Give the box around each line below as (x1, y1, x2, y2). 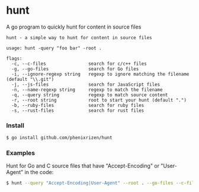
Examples (6, 149, 36, 158)
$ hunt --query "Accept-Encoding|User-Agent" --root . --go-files (6, 180, 174, 186)
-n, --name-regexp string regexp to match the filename (11, 87, 163, 93)
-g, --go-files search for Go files (11, 66, 139, 72)
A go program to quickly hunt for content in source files (6, 23, 142, 30)
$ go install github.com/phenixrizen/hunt (6, 135, 113, 141)
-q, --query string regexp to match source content (11, 92, 168, 98)
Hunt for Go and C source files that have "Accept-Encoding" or (6, 162, 160, 169)
